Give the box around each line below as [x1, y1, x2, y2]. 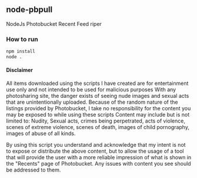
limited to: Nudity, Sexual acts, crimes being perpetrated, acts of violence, [6, 117, 185, 124]
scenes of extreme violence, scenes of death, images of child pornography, [6, 124, 190, 131]
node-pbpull [6, 5, 53, 15]
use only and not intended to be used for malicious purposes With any [6, 86, 176, 93]
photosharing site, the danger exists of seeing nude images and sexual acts [6, 93, 189, 100]
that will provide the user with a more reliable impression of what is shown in [6, 154, 192, 161]
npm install [6, 48, 35, 55]
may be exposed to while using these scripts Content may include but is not [6, 111, 190, 118]
